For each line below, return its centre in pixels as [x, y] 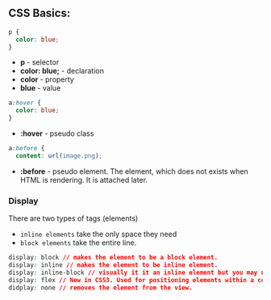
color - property [47, 79]
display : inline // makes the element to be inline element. [113, 265]
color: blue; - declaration [62, 71]
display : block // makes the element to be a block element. [113, 258]
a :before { [27, 149]
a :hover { [25, 103]
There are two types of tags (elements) [73, 218]
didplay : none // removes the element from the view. [101, 287]
